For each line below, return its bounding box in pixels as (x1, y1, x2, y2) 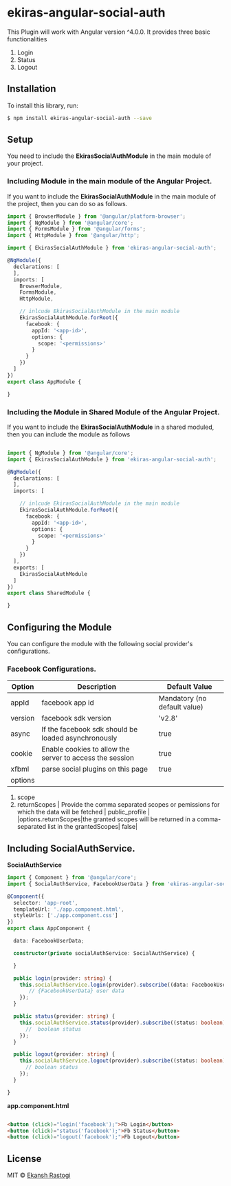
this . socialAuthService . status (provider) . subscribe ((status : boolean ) (19, 1019, 226, 1026)
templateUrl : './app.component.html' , (13, 905, 125, 913)
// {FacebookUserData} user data (28, 987, 125, 994)
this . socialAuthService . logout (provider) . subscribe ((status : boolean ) (19, 1057, 226, 1065)
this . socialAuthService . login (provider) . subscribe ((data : (19, 981, 189, 988)
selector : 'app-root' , (13, 899, 78, 906)
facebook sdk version (41, 714, 111, 723)
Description (77, 682, 117, 692)
